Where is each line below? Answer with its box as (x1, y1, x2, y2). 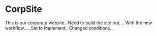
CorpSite (5, 3, 42, 15)
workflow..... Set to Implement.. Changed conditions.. (5, 25, 113, 31)
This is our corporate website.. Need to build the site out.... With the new (5, 20, 152, 26)
